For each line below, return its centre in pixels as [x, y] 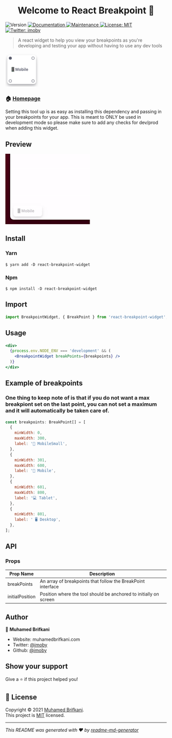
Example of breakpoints [44, 383]
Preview [19, 144]
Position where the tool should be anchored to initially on [99, 594]
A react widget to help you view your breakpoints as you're [80, 40]
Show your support [37, 666]
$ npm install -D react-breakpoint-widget [51, 289]
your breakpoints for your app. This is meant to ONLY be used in [73, 117]
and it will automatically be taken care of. [57, 411]
